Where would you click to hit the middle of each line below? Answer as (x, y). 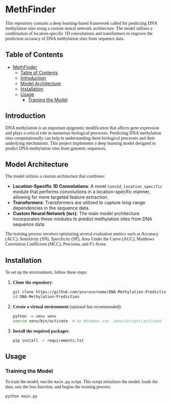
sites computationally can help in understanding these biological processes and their (80, 138)
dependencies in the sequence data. (51, 208)
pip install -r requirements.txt (48, 341)
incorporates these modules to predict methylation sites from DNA (82, 219)
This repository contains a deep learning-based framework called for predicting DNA (81, 23)
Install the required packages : (41, 331)
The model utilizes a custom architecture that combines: (55, 176)
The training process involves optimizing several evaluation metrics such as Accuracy (82, 234)
